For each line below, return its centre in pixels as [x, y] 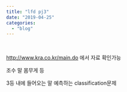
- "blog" [22, 28]
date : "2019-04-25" [30, 17]
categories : [21, 23]
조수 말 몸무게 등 [25, 70]
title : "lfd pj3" [28, 12]
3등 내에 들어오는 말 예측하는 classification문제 [61, 83]
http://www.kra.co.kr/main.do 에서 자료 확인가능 [63, 58]
